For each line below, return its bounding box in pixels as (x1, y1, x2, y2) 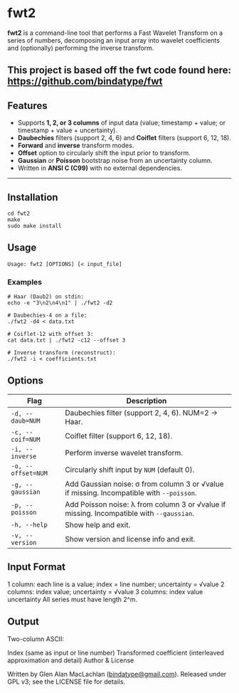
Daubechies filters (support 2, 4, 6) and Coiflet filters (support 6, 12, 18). (17, 134, 231, 142)
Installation (7, 191, 58, 203)
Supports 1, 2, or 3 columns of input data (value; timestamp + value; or (17, 119, 226, 127)
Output (7, 615, 39, 628)
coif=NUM (11, 435, 41, 443)
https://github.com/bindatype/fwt (7, 75, 163, 88)
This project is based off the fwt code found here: (7, 64, 231, 76)
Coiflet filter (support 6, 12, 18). (65, 430, 173, 440)
